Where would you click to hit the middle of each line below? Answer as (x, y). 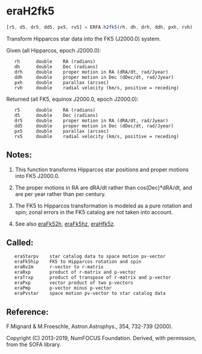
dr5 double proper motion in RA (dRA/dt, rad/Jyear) (91, 121)
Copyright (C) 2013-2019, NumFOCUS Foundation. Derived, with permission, (101, 338)
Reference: (27, 312)
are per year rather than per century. (60, 194)
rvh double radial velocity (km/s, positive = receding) (97, 88)
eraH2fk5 (30, 11)
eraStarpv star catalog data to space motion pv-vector (90, 257)
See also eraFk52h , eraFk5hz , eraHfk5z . (65, 224)
